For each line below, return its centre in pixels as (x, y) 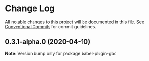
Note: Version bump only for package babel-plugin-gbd (61, 53)
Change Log (30, 8)
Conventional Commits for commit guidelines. (50, 26)
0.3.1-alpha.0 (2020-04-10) (48, 42)
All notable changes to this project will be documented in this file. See (75, 22)
